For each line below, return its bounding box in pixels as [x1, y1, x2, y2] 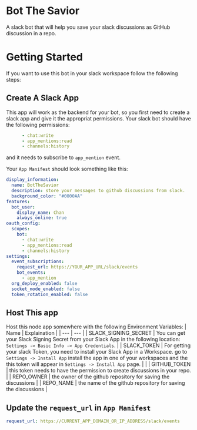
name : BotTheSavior [11, 182, 59, 189]
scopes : [11, 226, 31, 232]
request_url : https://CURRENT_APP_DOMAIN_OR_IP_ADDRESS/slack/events [6, 418, 181, 424]
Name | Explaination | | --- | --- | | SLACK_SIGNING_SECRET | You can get [6, 330, 185, 337]
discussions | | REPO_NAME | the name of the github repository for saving [6, 379, 185, 387]
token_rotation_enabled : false [11, 291, 88, 297]
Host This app [6, 307, 59, 318]
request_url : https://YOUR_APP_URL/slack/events [16, 264, 138, 270]
